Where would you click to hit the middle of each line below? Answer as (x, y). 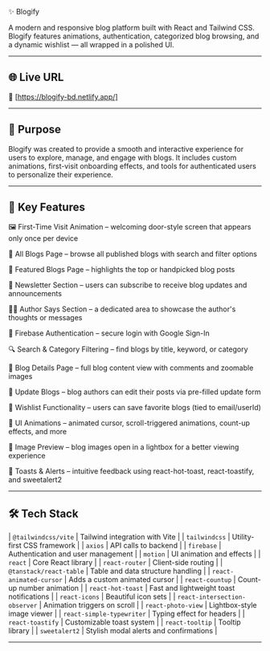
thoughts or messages (45, 318)
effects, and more (38, 432)
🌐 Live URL (36, 77)
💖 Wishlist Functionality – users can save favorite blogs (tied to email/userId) (135, 408)
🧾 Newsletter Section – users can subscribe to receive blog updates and (128, 285)
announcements (35, 294)
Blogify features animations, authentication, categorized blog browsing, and (134, 36)
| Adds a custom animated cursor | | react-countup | (150, 580)
